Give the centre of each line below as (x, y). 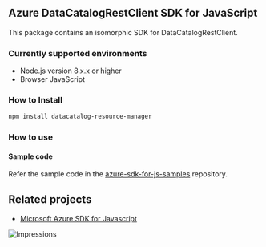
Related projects (50, 199)
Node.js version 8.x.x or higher (71, 71)
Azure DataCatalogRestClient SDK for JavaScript (133, 13)
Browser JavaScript (52, 79)
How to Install (35, 100)
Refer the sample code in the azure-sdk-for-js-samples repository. (118, 174)
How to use (31, 137)
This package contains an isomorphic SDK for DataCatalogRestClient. (123, 32)
